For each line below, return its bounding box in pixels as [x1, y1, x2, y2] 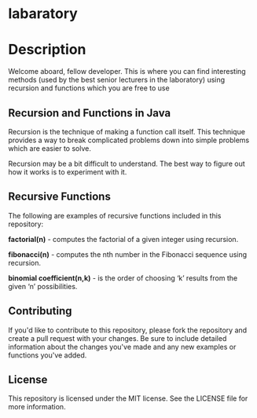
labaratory [8, 5, 79, 23]
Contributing [8, 304, 72, 318]
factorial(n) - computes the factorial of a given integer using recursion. [8, 234, 239, 244]
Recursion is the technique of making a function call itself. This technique [8, 126, 246, 136]
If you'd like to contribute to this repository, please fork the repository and [8, 325, 248, 335]
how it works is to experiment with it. [8, 167, 127, 177]
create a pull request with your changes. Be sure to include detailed [8, 333, 227, 343]
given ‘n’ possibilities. [8, 281, 78, 291]
